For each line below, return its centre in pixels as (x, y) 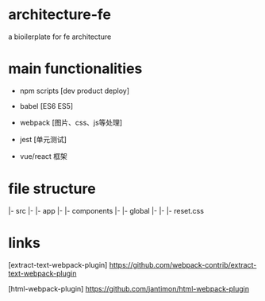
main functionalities (75, 69)
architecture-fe (60, 15)
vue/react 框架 (43, 156)
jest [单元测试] (43, 139)
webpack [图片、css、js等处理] (71, 122)
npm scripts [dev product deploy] (74, 91)
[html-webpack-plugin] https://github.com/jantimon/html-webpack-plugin (129, 288)
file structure (52, 189)
